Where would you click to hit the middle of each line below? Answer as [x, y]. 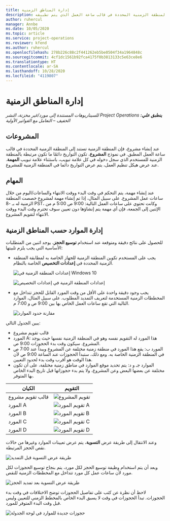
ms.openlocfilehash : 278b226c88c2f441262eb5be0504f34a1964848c [74, 52]
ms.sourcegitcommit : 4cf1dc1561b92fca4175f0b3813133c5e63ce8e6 [74, 57]
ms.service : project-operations [40, 39]
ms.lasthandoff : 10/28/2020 [36, 71]
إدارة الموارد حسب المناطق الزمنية [54, 230]
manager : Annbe [22, 24]
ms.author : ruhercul [28, 48]
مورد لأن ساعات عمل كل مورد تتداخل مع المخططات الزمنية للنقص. [69, 473]
